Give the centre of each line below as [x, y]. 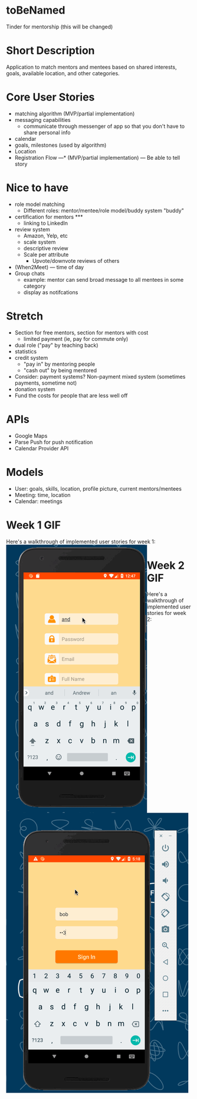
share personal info [47, 132]
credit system [31, 357]
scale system [40, 242]
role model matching [40, 204]
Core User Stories [50, 97]
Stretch [24, 316]
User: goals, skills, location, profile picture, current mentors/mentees [98, 488]
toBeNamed [36, 10]
